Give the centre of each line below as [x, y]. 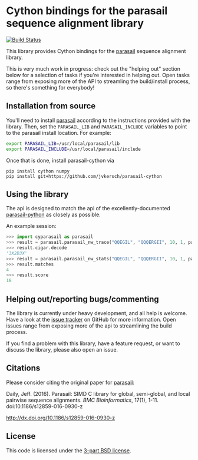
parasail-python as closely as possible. [54, 215]
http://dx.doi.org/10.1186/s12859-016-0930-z [61, 418]
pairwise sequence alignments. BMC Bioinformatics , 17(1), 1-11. [82, 400]
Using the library [37, 194]
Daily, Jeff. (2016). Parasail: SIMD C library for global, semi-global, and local [98, 393]
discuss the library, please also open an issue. [62, 350]
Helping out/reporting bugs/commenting [82, 299]
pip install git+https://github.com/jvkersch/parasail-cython [84, 176]
